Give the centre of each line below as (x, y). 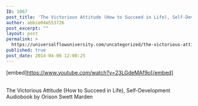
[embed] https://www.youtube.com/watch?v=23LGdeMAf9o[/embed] (90, 72)
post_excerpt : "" (27, 28)
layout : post (22, 34)
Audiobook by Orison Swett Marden (49, 97)
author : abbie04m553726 (35, 23)
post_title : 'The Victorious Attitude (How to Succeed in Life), (88, 17)
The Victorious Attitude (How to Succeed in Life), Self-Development (88, 90)
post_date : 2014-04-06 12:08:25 (46, 56)
